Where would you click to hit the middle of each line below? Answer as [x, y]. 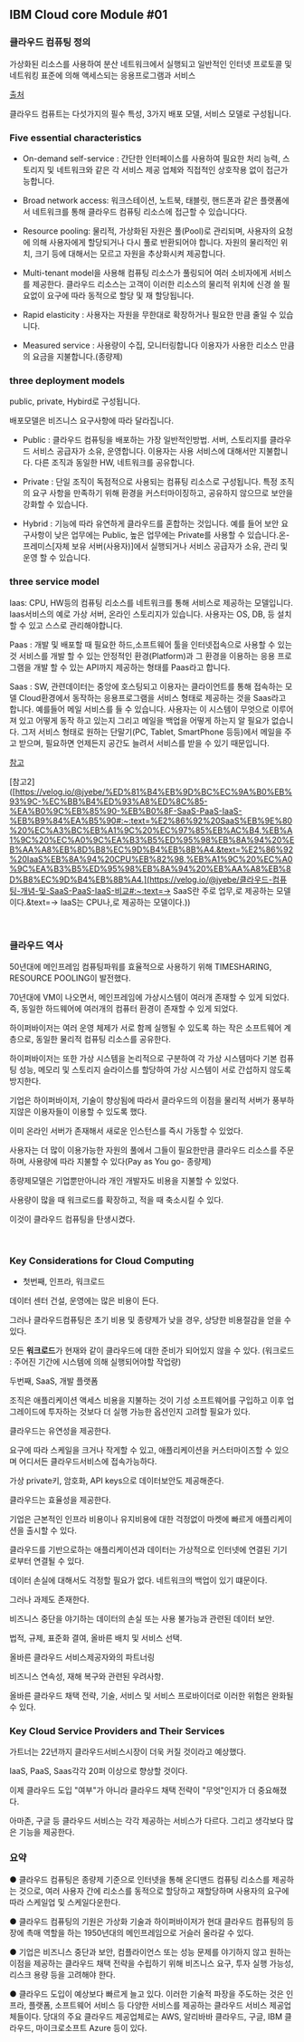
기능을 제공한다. [47, 1832]
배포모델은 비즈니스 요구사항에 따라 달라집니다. [92, 421]
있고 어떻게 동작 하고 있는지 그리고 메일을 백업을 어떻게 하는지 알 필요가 [144, 720]
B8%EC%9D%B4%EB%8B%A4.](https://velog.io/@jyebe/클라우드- [147, 879]
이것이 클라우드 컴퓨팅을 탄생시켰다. [72, 1219]
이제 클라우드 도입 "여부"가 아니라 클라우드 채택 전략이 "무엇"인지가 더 [133, 1790]
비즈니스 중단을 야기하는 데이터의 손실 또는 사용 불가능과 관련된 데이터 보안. [142, 1619]
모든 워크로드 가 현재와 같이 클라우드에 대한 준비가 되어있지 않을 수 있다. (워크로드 [152, 1351]
